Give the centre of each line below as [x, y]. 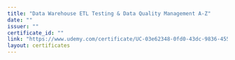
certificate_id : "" [36, 33]
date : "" [20, 20]
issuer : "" [23, 26]
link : [15, 39]
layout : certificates [39, 46]
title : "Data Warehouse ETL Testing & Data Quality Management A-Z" [109, 13]
